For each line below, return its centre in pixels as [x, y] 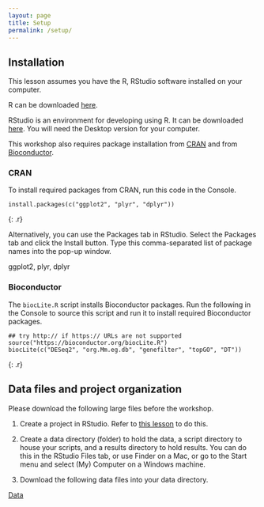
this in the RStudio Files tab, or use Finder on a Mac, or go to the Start [133, 456]
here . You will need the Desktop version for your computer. [104, 129]
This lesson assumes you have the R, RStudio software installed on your [125, 81]
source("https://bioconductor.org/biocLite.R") [88, 342]
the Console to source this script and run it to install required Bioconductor [130, 312]
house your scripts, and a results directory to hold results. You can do [133, 447]
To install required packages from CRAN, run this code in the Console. [123, 190]
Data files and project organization [95, 390]
